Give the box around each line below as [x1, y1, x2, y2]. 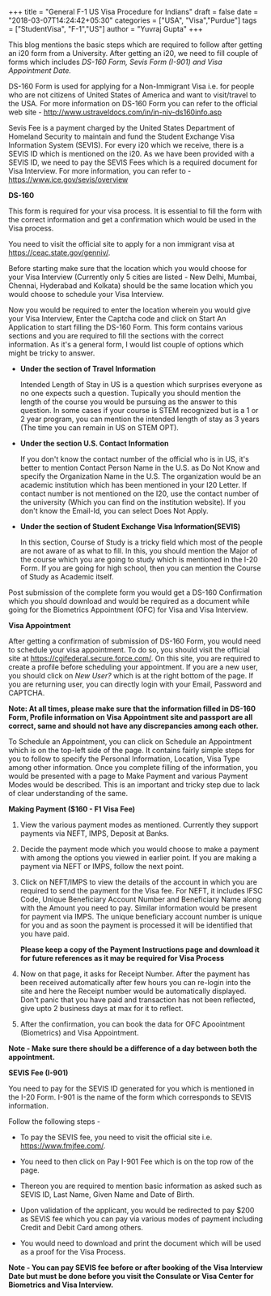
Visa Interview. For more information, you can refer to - [8, 166, 192, 175]
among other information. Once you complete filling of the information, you [8, 763, 258, 772]
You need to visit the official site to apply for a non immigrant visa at [8, 239, 235, 248]
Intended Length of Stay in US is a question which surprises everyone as [19, 380, 263, 389]
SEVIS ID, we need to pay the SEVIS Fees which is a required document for [8, 157, 258, 167]
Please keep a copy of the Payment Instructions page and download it [19, 945, 260, 954]
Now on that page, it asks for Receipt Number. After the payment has [19, 969, 251, 979]
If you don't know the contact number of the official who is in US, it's [19, 454, 249, 463]
